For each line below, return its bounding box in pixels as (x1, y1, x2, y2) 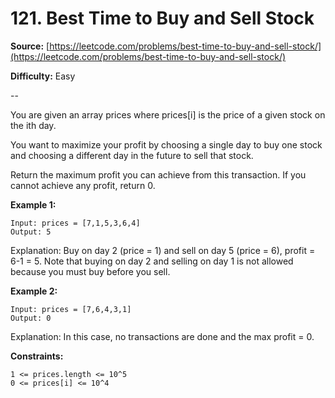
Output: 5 (10, 227, 52, 237)
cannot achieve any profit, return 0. (10, 179, 156, 191)
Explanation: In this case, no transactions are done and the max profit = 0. (10, 330, 315, 342)
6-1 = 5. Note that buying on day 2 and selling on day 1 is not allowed (10, 255, 294, 267)
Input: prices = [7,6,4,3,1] (10, 304, 132, 314)
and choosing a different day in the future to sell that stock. (10, 149, 254, 161)
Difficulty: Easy (10, 70, 76, 82)
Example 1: (10, 198, 57, 211)
